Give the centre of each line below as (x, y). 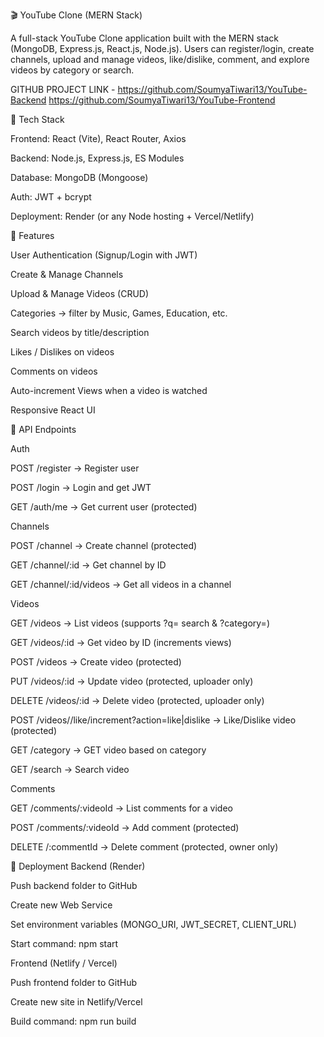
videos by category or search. (72, 70)
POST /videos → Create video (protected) (96, 662)
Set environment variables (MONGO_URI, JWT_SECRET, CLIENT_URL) (153, 924)
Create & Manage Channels (67, 274)
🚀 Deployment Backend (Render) (78, 866)
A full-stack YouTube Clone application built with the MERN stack (144, 38)
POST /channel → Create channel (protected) (104, 545)
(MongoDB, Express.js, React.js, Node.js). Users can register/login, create (162, 48)
